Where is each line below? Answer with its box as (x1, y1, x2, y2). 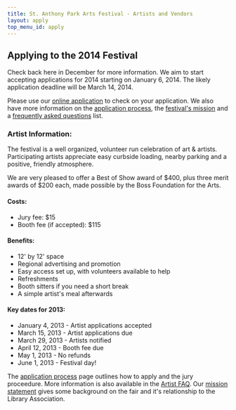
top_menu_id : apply (7, 23, 65, 30)
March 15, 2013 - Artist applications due (17, 328, 133, 338)
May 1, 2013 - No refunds (17, 351, 91, 359)
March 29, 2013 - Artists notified (17, 336, 112, 345)
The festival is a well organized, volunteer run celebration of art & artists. (7, 145, 218, 153)
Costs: (7, 198, 27, 206)
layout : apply (7, 17, 49, 24)
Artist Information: (7, 129, 72, 139)
